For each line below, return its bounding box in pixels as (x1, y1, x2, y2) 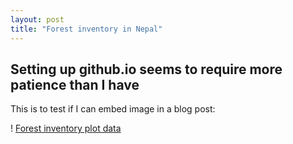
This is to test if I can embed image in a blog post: (10, 103, 216, 115)
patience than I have (10, 76, 140, 93)
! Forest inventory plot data (10, 122, 122, 135)
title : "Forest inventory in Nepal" (10, 24, 163, 34)
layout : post (10, 14, 65, 25)
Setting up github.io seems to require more (10, 61, 283, 78)
